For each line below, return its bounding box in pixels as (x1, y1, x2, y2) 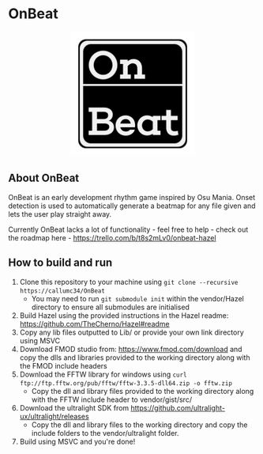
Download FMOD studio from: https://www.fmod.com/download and (19, 344, 242, 354)
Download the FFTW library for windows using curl (19, 369, 187, 379)
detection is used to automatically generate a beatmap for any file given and (8, 201, 256, 210)
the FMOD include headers (19, 361, 108, 370)
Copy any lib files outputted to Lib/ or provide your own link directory (19, 327, 245, 337)
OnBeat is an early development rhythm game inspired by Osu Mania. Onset (8, 192, 256, 202)
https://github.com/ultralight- (130, 403, 225, 412)
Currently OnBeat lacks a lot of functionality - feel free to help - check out (8, 225, 249, 234)
